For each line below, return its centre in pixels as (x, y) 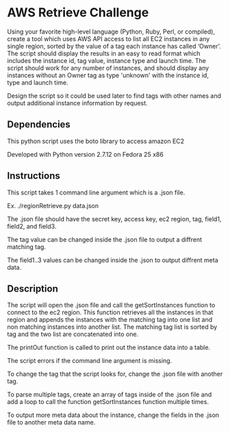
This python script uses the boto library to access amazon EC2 (96, 141)
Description (33, 289)
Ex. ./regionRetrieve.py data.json (53, 205)
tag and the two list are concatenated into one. (73, 334)
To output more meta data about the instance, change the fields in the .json (113, 415)
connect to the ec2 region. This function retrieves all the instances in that (110, 312)
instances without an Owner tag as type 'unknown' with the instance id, (108, 75)
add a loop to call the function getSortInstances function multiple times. (108, 402)
